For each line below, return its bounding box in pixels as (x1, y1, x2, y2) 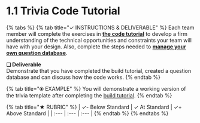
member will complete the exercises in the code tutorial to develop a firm (6, 30, 187, 37)
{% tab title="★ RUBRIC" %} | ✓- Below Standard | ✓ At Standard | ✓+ (6, 103, 182, 110)
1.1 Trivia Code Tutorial (6, 4, 121, 18)
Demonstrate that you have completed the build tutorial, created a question (6, 67, 192, 74)
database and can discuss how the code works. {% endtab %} (6, 73, 160, 81)
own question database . (6, 49, 68, 56)
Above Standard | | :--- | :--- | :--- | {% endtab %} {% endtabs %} (6, 109, 169, 117)
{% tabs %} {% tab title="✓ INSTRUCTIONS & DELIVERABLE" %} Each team (6, 24, 195, 31)
